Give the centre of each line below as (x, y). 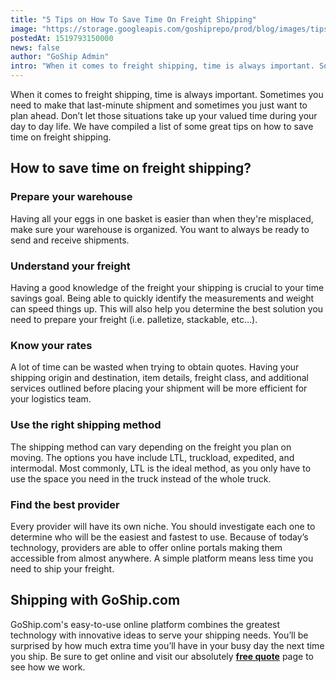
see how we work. (48, 667)
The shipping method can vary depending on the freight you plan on (151, 447)
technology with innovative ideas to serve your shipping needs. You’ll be (159, 635)
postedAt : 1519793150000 (62, 38)
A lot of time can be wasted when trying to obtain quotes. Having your (155, 367)
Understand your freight (70, 266)
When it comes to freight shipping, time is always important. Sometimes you (167, 94)
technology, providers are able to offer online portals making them (146, 547)
